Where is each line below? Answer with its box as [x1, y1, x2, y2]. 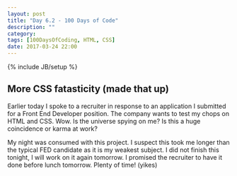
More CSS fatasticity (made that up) [7, 83, 170, 95]
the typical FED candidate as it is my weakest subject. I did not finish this [7, 146, 219, 154]
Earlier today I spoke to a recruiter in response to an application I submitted [7, 102, 226, 110]
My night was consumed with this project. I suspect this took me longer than [7, 138, 230, 146]
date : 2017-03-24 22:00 [7, 43, 78, 50]
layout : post [7, 10, 46, 18]
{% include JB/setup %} [7, 63, 78, 71]
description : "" [7, 23, 55, 30]
